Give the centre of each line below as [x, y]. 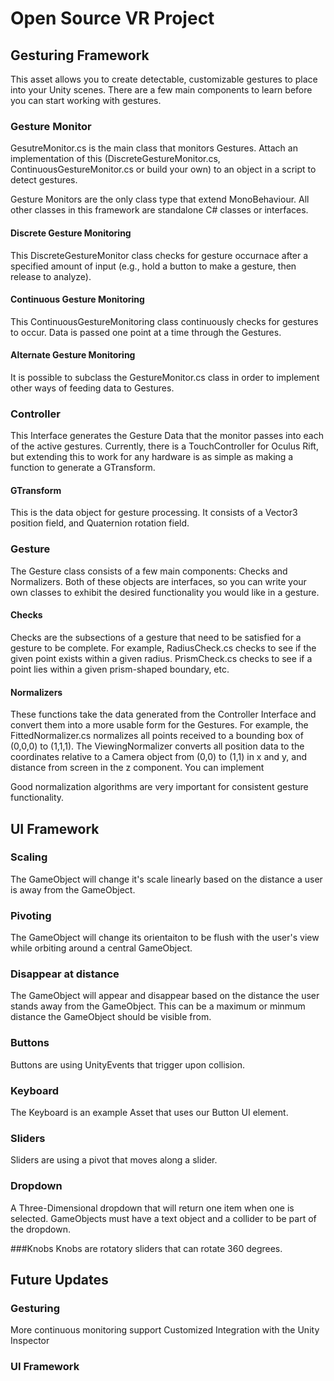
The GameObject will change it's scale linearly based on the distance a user [166, 879]
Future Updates [59, 1279]
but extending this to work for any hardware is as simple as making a [152, 457]
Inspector [30, 1341]
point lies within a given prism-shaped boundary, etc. [120, 669]
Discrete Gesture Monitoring [71, 233]
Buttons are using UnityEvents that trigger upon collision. [128, 1064]
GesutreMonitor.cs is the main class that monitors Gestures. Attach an [154, 148]
